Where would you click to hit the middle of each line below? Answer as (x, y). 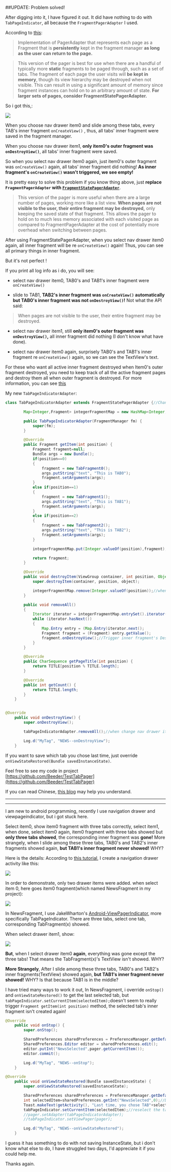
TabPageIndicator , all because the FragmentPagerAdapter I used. (72, 23)
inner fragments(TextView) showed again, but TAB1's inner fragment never (85, 974)
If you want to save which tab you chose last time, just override (72, 755)
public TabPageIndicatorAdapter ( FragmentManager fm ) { (83, 421)
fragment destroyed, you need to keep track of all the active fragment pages (85, 372)
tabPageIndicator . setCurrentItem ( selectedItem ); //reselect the (92, 1110)
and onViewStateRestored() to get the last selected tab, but (67, 995)
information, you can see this (36, 383)
